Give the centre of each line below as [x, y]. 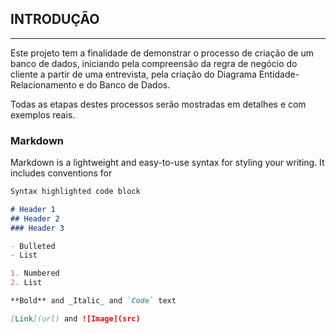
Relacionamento [43, 84]
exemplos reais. [43, 114]
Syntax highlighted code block [75, 192]
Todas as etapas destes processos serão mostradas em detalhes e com [158, 104]
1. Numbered [35, 273]
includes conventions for [61, 173]
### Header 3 [37, 228]
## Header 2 [35, 218]
